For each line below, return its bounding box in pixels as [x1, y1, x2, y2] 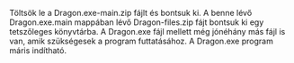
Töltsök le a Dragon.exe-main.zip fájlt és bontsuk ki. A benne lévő [9, 8, 253, 18]
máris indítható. [9, 45, 67, 56]
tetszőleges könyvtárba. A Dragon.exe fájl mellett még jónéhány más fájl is [9, 27, 286, 36]
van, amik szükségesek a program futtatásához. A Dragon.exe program [9, 35, 274, 46]
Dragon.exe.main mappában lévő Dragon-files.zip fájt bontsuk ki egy [9, 17, 264, 28]
